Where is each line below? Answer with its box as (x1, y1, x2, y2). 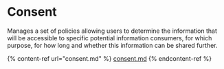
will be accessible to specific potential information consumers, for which (7, 33, 212, 42)
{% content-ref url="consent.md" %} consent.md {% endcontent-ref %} (7, 54, 212, 62)
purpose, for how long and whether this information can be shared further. (7, 41, 218, 49)
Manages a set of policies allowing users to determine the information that (7, 27, 218, 35)
